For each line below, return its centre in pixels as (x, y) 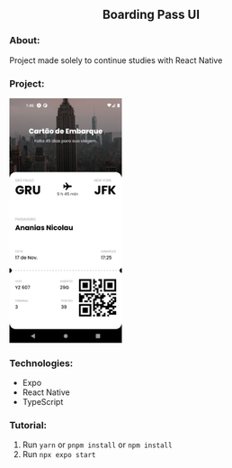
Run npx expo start (59, 454)
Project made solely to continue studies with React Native (116, 60)
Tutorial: (28, 426)
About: (25, 41)
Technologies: (41, 362)
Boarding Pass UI (151, 15)
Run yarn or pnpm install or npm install (97, 445)
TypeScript (43, 402)
